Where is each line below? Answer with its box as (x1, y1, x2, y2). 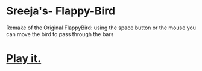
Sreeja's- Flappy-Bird (6, 4, 116, 18)
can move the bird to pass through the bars (6, 30, 114, 37)
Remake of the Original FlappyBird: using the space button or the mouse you (6, 24, 197, 31)
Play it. (6, 52, 42, 66)
